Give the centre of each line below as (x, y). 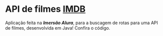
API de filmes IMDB (45, 9)
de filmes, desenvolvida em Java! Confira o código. (58, 28)
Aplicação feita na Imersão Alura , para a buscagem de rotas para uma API (81, 23)
